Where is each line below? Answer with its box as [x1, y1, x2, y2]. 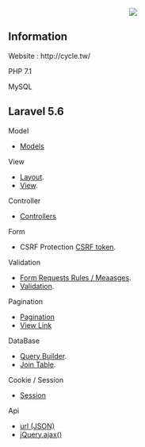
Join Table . [19, 360, 56, 369]
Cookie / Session [8, 375, 64, 384]
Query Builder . [19, 351, 67, 360]
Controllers [19, 211, 57, 221]
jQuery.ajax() [19, 430, 63, 439]
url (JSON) [19, 421, 55, 430]
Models [19, 141, 45, 151]
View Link [19, 320, 52, 329]
